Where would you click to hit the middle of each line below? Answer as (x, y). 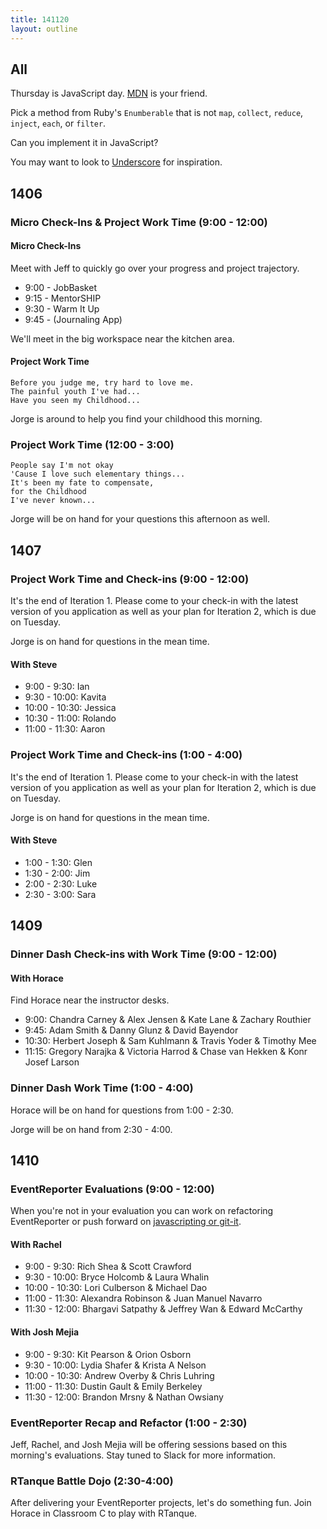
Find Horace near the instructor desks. (90, 1000)
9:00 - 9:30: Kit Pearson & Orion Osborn (108, 1354)
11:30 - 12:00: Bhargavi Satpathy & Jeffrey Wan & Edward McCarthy (163, 1309)
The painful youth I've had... (75, 392)
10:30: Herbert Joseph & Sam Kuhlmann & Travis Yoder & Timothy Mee (170, 1041)
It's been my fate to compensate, (82, 483)
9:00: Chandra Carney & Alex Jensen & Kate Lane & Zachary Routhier (168, 1020)
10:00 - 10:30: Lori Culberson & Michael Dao (116, 1288)
